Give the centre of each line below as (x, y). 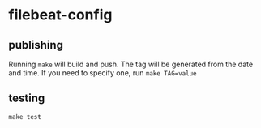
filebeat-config (60, 15)
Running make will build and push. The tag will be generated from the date (131, 64)
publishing (36, 45)
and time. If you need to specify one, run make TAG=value (103, 73)
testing (27, 98)
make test (25, 117)
